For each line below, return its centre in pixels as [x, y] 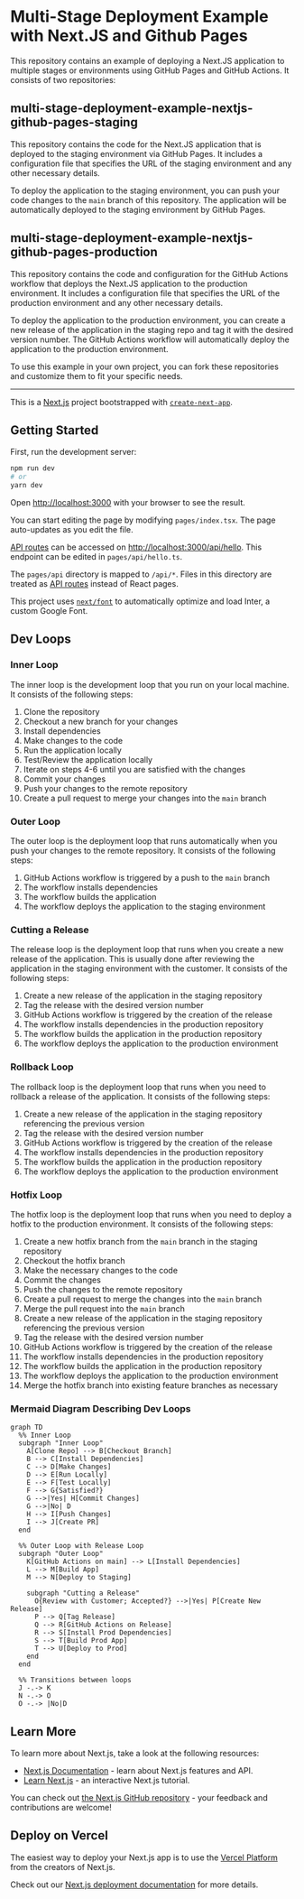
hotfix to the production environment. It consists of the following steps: [142, 1224]
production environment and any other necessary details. [117, 302]
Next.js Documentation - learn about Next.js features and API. [138, 1770]
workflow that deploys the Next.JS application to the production [129, 283]
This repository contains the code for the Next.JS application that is [136, 144]
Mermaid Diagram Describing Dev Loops [101, 1408]
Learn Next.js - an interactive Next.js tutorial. [106, 1780]
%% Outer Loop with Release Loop [81, 1546]
